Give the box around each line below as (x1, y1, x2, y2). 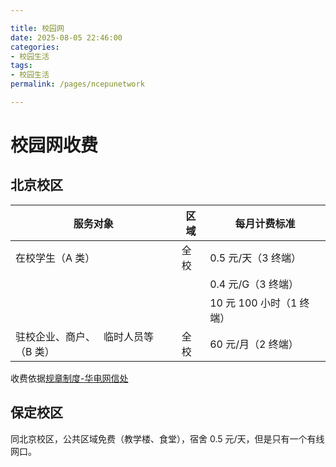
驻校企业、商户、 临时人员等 (15, 329, 154, 343)
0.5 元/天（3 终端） (209, 251, 302, 265)
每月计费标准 (234, 216, 296, 230)
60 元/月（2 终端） (209, 337, 299, 351)
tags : (10, 61, 33, 71)
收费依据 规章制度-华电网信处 (10, 372, 129, 384)
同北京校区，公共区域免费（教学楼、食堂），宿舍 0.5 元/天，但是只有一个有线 (10, 432, 325, 445)
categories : (10, 42, 60, 52)
